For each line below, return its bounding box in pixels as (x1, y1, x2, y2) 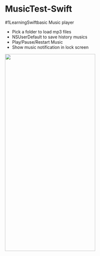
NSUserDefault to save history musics (12, 34, 87, 40)
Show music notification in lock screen (12, 44, 89, 50)
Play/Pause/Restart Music (12, 39, 63, 45)
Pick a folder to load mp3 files (12, 29, 72, 34)
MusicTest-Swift (5, 3, 72, 15)
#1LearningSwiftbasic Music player (5, 19, 75, 25)
